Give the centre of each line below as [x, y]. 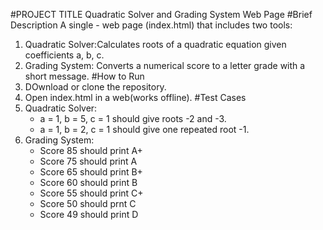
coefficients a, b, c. [64, 55]
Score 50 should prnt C [88, 203]
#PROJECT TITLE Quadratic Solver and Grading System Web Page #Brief [161, 14]
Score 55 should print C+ [91, 193]
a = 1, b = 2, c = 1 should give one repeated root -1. [144, 129]
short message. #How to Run [84, 76]
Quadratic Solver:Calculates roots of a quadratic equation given [155, 44]
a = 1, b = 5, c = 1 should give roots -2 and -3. [133, 118]
